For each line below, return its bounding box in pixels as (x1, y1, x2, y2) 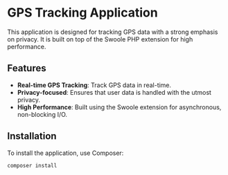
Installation (7, 130, 57, 142)
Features (7, 62, 46, 74)
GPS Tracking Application (7, 5, 158, 21)
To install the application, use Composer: (7, 149, 124, 157)
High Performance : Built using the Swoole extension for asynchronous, (17, 102, 222, 111)
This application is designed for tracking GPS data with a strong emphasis (7, 28, 218, 36)
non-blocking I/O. (17, 110, 68, 118)
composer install (7, 162, 58, 169)
